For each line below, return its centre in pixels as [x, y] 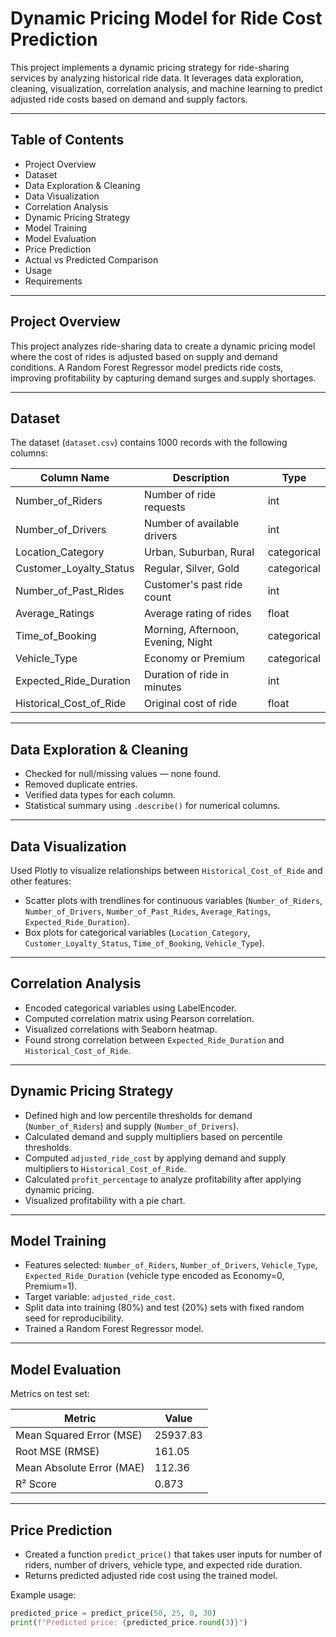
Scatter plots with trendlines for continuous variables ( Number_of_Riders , [173, 900]
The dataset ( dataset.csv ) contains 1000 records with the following [149, 443]
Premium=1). [51, 1286]
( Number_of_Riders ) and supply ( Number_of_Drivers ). [132, 1126]
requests [165, 507]
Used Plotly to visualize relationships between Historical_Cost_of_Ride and [166, 870]
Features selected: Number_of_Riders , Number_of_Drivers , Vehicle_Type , [171, 1265]
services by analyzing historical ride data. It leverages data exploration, [157, 78]
